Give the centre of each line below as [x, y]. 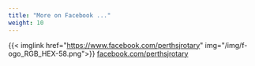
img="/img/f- [226, 45]
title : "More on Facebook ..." [60, 15]
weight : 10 [26, 23]
